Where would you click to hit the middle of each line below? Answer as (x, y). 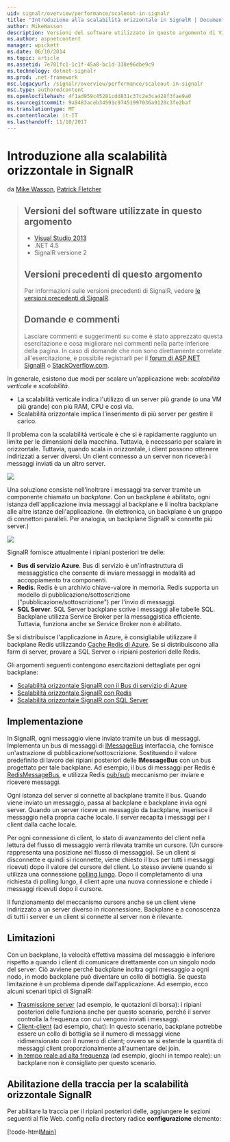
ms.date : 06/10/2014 (37, 52)
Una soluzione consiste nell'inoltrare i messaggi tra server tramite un (104, 489)
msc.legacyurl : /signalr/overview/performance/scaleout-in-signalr (105, 84)
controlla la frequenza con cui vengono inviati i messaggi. (98, 1019)
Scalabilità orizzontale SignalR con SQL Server (82, 700)
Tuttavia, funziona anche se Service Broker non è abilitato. (99, 623)
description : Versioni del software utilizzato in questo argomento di (111, 33)
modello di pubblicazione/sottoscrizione (74, 595)
